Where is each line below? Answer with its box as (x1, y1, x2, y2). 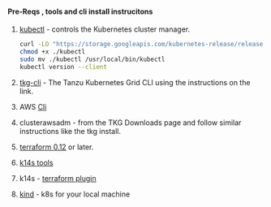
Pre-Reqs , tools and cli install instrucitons (7, 6, 153, 16)
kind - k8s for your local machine (19, 189, 131, 199)
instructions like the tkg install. (19, 126, 121, 136)
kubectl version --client (19, 63, 107, 71)
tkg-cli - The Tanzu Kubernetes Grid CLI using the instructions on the (19, 77, 251, 87)
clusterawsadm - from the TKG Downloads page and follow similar (19, 118, 242, 127)
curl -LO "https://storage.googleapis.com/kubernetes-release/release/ (19, 41, 267, 49)
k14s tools (19, 157, 54, 167)
